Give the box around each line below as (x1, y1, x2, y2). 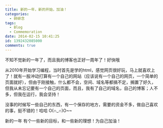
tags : (5, 20, 16, 26)
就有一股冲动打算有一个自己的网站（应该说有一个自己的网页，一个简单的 (13, 73, 158, 79)
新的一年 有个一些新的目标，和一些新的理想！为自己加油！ (5, 118, 121, 124)
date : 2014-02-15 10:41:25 (5, 34, 60, 39)
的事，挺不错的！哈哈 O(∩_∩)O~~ (5, 107, 72, 114)
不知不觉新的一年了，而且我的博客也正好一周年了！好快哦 (5, 57, 120, 63)
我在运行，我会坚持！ (17, 91, 61, 97)
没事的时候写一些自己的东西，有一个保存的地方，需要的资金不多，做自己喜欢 (5, 101, 158, 107)
